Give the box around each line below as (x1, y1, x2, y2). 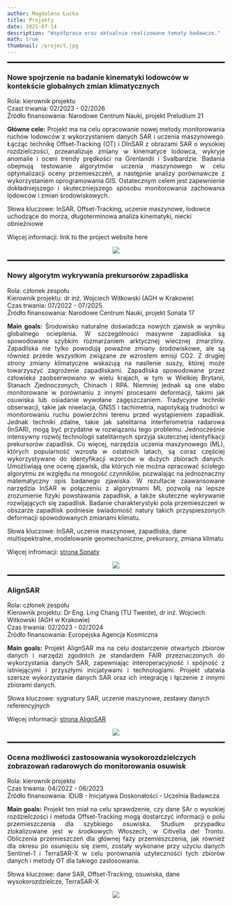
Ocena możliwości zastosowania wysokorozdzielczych (7, 753, 196, 762)
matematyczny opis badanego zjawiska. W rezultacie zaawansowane (7, 476, 225, 485)
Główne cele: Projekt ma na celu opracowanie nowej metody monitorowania (7, 125, 226, 134)
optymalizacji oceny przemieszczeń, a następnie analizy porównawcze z (7, 169, 225, 177)
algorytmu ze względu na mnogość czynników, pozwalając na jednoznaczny (7, 469, 225, 477)
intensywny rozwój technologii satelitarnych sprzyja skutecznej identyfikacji (7, 432, 225, 441)
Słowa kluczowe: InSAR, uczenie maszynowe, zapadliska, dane (7, 527, 187, 535)
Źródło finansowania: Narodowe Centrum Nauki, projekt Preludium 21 (7, 112, 204, 120)
